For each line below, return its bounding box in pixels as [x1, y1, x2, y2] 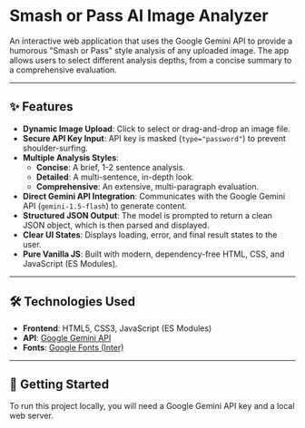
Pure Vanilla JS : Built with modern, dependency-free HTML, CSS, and [22, 248, 285, 259]
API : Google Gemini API [22, 332, 112, 343]
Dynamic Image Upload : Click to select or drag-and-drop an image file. [22, 123, 290, 134]
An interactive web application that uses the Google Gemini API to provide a [9, 35, 293, 46]
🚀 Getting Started [9, 376, 110, 392]
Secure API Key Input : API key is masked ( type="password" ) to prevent [22, 132, 286, 143]
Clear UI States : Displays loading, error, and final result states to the [22, 229, 278, 240]
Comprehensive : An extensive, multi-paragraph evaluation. [35, 180, 260, 191]
